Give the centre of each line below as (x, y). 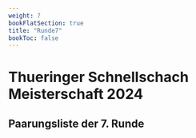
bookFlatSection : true (46, 23)
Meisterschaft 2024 (76, 95)
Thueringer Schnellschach (99, 77)
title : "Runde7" (35, 30)
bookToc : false (34, 38)
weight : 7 (25, 16)
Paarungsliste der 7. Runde (76, 123)
